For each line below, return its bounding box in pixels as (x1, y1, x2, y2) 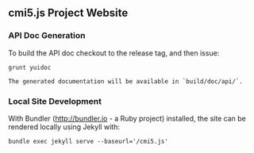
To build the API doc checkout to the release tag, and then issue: (8, 48, 220, 58)
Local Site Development (8, 95, 102, 106)
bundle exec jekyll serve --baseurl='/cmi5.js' (8, 137, 169, 145)
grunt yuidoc (8, 63, 52, 71)
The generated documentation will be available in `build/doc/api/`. (8, 77, 244, 86)
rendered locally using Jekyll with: (8, 122, 121, 132)
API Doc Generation (8, 30, 86, 41)
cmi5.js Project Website (8, 6, 129, 20)
